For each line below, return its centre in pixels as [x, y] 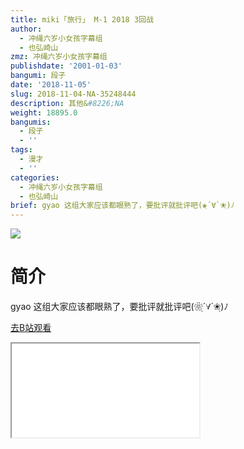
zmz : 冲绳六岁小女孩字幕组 [59, 57]
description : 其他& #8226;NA [67, 103]
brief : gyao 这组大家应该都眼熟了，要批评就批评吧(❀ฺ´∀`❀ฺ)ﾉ [122, 206]
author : [26, 29]
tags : [21, 150]
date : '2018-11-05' [51, 85]
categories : [35, 177]
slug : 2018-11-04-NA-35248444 [73, 94]
